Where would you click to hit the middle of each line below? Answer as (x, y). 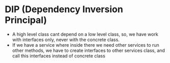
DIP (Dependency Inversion (64, 9)
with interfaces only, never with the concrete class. (66, 40)
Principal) (26, 20)
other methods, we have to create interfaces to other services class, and (89, 50)
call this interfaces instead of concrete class (59, 56)
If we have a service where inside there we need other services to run (86, 45)
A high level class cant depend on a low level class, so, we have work (85, 34)
